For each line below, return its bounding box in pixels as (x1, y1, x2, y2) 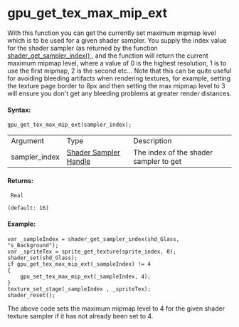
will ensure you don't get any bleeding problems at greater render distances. (7, 89, 232, 98)
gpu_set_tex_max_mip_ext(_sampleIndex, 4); (20, 273, 152, 280)
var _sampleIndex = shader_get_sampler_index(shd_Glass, (7, 235, 180, 243)
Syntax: (7, 105, 31, 114)
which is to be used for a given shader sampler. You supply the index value (7, 36, 227, 44)
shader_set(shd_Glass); (7, 254, 78, 261)
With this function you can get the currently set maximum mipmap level (7, 28, 216, 37)
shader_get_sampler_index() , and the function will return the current (7, 51, 208, 60)
